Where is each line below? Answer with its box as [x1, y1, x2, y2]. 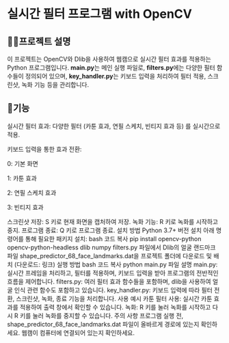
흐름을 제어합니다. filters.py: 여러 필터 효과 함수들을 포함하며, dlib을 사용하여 [7, 277, 211, 286]
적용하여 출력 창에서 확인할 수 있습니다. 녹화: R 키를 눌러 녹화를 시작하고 [19, 303, 211, 311]
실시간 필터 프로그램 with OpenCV [7, 6, 193, 22]
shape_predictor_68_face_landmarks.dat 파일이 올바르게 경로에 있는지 [7, 320, 200, 328]
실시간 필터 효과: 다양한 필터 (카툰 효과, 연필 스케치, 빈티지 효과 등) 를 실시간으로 [7, 122, 221, 130]
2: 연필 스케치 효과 [7, 189, 57, 197]
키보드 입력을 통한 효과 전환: [7, 145, 82, 153]
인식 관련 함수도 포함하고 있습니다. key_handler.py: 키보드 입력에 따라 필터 [14, 286, 213, 294]
